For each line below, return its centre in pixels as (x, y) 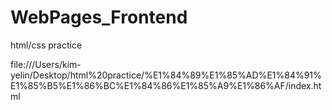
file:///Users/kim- (46, 64)
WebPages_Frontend (99, 17)
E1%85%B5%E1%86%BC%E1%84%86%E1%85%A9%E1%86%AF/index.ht (166, 85)
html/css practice (46, 45)
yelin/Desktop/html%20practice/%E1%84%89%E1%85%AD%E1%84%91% (166, 75)
